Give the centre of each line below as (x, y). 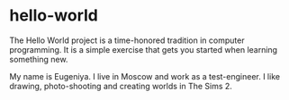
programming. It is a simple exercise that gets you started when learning (143, 49)
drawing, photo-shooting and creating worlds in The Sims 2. (121, 86)
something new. (39, 59)
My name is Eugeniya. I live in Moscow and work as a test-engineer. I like (145, 76)
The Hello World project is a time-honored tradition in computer (127, 40)
